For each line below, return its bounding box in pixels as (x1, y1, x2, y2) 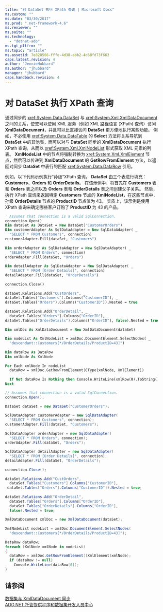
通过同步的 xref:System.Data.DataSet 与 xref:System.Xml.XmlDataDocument (5, 115, 158, 120)
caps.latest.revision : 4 (5, 57, 55, 62)
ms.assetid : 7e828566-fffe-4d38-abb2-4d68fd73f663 (5, 52, 110, 57)
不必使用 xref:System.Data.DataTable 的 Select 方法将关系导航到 (13, 133, 142, 139)
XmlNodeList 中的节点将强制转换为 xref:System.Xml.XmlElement (14, 151, 145, 157)
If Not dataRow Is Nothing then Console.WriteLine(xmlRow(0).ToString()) (9, 377, 162, 382)
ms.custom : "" (5, 12, 34, 17)
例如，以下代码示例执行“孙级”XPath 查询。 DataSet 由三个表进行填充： (5, 173, 147, 179)
